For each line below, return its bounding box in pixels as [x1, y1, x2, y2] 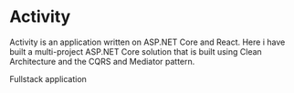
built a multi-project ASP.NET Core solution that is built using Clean [9, 46, 262, 57]
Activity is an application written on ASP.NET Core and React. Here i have [9, 36, 286, 47]
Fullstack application [9, 73, 87, 84]
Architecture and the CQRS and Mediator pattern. [9, 56, 195, 67]
